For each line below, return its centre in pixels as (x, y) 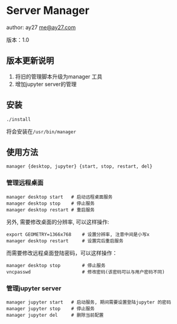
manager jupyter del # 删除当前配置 (55, 315)
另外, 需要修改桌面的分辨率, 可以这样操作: (58, 222)
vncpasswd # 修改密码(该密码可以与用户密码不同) (85, 272)
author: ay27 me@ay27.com (41, 27)
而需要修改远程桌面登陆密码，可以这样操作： (62, 253)
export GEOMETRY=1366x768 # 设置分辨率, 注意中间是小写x (78, 234)
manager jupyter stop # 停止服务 (50, 309)
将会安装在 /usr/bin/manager (41, 131)
